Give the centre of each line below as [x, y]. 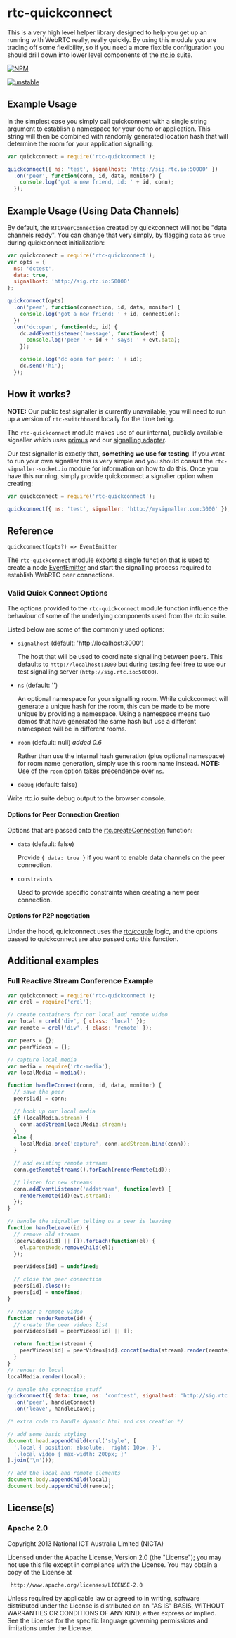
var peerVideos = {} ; [39, 1047]
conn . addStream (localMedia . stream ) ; [74, 1124]
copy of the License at [40, 1572]
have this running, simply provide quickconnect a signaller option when [110, 475]
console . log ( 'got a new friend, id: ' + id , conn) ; [97, 182]
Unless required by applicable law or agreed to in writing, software [104, 1598]
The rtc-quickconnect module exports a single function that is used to [109, 560]
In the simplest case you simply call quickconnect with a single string [107, 121]
